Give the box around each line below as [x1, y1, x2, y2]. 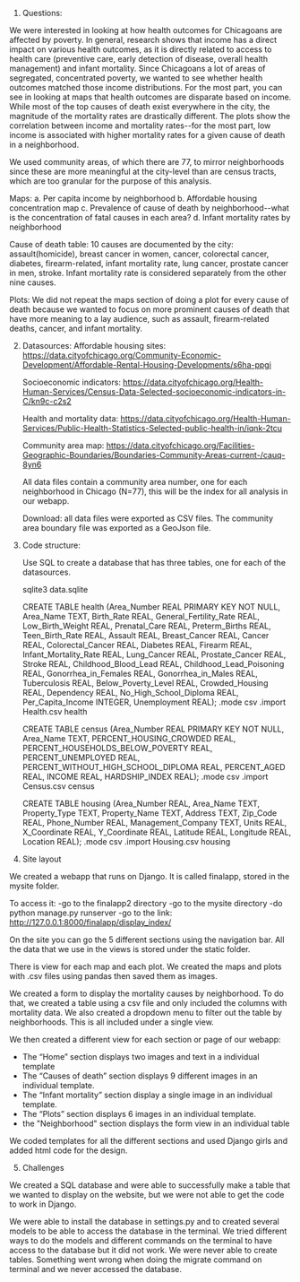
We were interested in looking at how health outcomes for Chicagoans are [9, 25, 283, 35]
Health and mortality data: [21, 413, 119, 424]
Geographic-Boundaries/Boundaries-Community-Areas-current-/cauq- [21, 450, 286, 460]
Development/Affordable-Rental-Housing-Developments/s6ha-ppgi [21, 359, 271, 370]
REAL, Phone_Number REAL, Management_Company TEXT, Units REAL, [21, 818, 287, 827]
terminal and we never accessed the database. [9, 1264, 182, 1274]
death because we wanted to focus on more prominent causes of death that [9, 304, 290, 315]
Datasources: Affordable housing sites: [21, 341, 167, 351]
